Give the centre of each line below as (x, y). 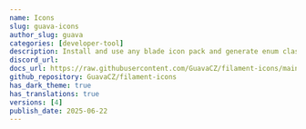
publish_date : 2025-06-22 (58, 111)
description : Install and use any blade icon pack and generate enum (144, 52)
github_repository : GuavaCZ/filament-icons (93, 77)
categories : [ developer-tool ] (67, 43)
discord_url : (34, 60)
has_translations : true (55, 94)
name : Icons (32, 18)
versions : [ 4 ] (36, 102)
